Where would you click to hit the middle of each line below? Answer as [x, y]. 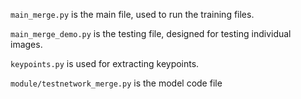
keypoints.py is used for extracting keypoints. [105, 63]
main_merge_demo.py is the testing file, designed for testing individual [151, 33]
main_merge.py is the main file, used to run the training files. [132, 14]
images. [26, 44]
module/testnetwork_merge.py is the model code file [116, 83]
